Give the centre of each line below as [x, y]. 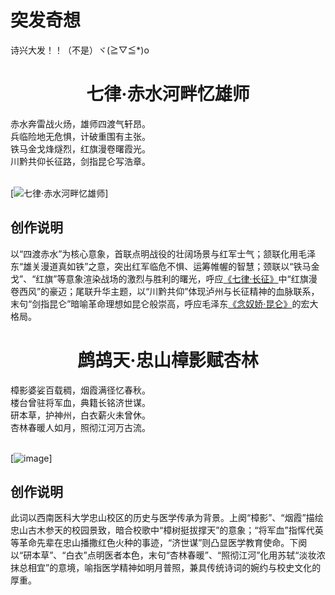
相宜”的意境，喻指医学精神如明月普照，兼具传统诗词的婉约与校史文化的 [174, 568]
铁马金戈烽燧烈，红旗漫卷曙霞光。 [80, 148]
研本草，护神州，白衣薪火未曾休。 [80, 415]
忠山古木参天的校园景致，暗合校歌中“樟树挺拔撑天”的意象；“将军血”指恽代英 [167, 530]
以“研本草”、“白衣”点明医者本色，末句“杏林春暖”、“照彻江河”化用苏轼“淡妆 [163, 555]
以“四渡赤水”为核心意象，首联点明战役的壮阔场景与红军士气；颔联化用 [154, 253]
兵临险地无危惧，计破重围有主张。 [80, 136]
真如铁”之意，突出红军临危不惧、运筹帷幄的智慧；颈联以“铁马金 [189, 266]
